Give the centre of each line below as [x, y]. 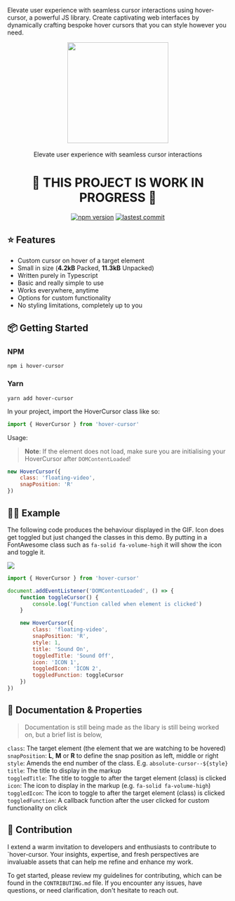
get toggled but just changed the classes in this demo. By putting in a [107, 537]
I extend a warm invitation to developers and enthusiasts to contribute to [112, 847]
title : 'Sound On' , [61, 649]
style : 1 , [47, 642]
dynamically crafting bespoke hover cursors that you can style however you [117, 25]
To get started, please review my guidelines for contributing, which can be [115, 875]
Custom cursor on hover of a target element [81, 260]
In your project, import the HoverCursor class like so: [83, 411]
